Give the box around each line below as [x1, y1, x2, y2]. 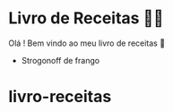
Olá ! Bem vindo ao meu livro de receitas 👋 [8, 38, 166, 48]
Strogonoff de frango [21, 55, 100, 65]
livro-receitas [8, 87, 112, 107]
